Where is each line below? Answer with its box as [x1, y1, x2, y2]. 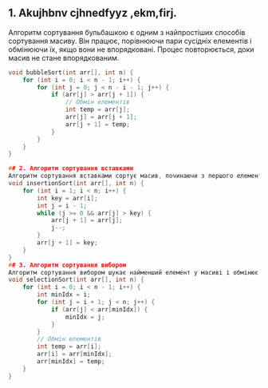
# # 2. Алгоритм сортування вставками [8, 164, 134, 172]
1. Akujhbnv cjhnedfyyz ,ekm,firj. [8, 6, 177, 20]
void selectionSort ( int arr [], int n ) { [8, 275, 145, 284]
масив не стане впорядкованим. [8, 53, 120, 62]
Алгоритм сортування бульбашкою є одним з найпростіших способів [8, 27, 246, 37]
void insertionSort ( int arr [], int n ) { [8, 180, 145, 188]
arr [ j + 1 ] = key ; [37, 239, 98, 247]
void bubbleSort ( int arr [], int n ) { [8, 68, 134, 77]
